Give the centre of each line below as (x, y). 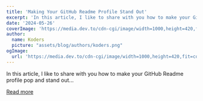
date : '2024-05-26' (31, 23)
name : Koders (28, 40)
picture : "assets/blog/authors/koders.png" (67, 46)
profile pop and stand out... (40, 80)
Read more (20, 91)
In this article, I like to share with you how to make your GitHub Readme (95, 73)
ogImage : (17, 51)
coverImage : (21, 29)
